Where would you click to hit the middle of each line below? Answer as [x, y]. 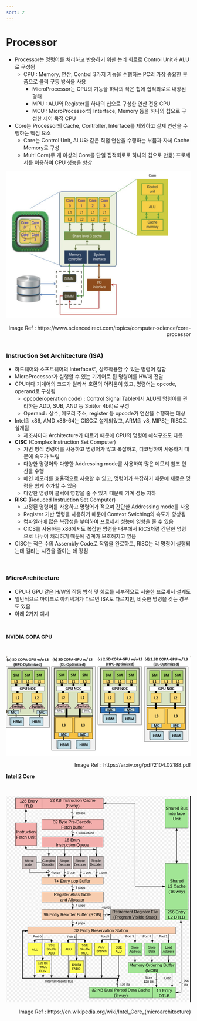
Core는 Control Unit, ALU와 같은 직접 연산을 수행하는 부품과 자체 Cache [106, 140]
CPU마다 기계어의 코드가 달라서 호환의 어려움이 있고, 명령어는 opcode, [96, 384]
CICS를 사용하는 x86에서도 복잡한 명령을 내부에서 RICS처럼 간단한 [99, 529]
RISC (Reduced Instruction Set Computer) [65, 500]
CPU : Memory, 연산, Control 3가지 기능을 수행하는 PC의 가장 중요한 [102, 74]
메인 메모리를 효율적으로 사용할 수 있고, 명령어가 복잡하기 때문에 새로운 [104, 478]
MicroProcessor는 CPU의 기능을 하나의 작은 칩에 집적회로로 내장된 [109, 89]
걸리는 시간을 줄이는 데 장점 [57, 551]
